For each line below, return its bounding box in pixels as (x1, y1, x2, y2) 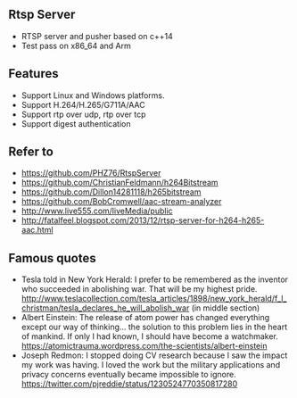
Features (8, 66, 59, 81)
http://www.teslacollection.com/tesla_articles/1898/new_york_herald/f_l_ (21, 294, 287, 304)
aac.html (21, 225, 54, 236)
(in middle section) (191, 303, 260, 313)
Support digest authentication (21, 118, 131, 129)
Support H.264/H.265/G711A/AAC (21, 99, 146, 110)
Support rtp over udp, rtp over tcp (21, 109, 146, 120)
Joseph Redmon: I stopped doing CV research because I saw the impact (21, 350, 288, 361)
